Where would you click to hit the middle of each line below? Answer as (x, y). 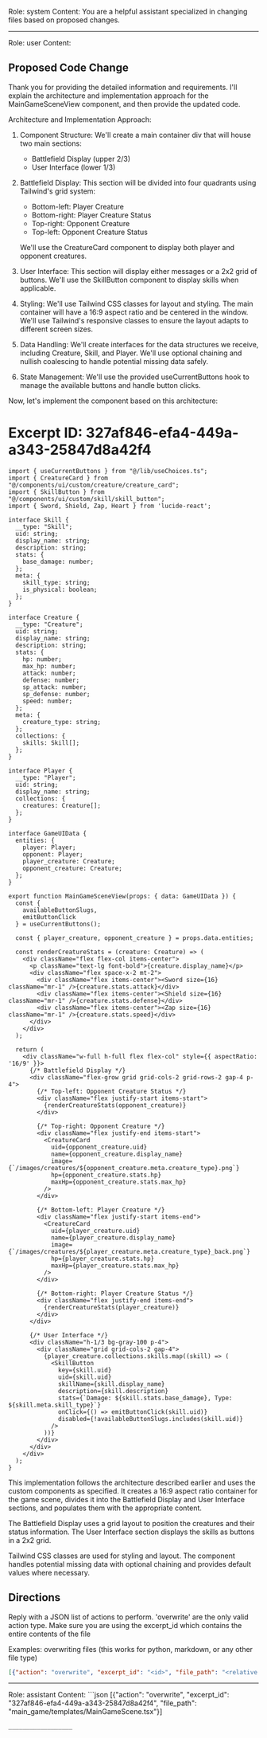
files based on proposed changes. (64, 20)
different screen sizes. (56, 329)
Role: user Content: (40, 43)
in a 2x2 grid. (30, 1540)
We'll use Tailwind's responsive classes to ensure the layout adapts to (134, 320)
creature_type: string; (62, 722)
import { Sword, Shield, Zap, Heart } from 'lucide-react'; (110, 506)
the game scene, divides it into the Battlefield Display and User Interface (126, 1499)
